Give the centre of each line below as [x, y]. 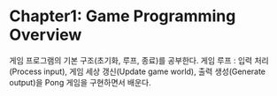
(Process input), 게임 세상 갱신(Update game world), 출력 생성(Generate [138, 71]
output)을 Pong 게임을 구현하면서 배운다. [81, 82]
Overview [46, 35]
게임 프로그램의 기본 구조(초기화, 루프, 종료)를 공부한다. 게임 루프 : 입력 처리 [139, 60]
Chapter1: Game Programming [123, 16]
